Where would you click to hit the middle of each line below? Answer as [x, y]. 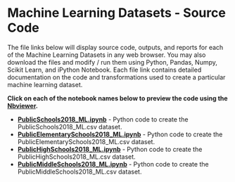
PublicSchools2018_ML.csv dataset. [70, 126]
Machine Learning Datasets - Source [117, 13]
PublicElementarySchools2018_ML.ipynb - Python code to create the [120, 134]
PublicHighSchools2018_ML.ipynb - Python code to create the [110, 149]
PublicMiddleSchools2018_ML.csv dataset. [80, 171]
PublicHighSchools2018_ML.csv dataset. [76, 157]
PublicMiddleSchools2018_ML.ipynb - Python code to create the [113, 164]
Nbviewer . [23, 105]
